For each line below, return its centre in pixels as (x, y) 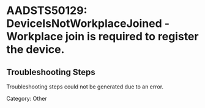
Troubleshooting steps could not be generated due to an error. (85, 87)
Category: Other (27, 99)
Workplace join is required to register (102, 37)
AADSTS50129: (47, 11)
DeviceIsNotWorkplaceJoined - (88, 23)
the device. (35, 50)
